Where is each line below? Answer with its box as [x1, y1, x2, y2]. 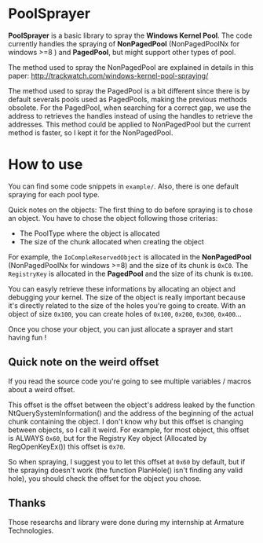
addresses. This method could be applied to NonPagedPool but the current [8, 119, 251, 129]
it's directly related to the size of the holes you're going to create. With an [8, 300, 246, 310]
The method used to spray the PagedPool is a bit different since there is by [8, 86, 250, 95]
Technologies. [8, 526, 54, 535]
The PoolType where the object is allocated [19, 229, 160, 238]
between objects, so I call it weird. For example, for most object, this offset [8, 425, 250, 435]
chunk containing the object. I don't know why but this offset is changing [8, 416, 243, 426]
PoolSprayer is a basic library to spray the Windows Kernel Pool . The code [8, 31, 253, 40]
